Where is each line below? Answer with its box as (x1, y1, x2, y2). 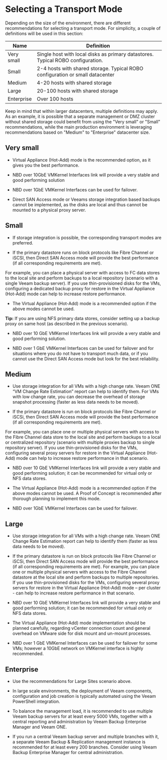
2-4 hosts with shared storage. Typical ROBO (36, 65, 144, 72)
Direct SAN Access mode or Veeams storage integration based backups (12, 196, 161, 202)
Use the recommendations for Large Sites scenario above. (12, 678, 132, 684)
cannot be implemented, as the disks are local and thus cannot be (12, 201, 148, 207)
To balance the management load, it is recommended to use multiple (12, 708, 153, 714)
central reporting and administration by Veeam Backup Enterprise (12, 719, 147, 724)
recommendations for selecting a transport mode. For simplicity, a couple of (5, 25, 161, 31)
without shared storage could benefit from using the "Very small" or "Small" (5, 118, 161, 125)
